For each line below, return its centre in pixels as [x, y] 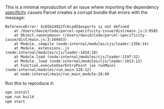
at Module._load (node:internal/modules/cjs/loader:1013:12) [78, 61]
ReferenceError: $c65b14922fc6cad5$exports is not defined [67, 27]
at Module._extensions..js [42, 48]
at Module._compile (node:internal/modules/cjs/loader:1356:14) [82, 44]
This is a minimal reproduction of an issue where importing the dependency [82, 7]
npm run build [20, 97]
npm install [17, 92]
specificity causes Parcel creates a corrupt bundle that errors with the [76, 12]
